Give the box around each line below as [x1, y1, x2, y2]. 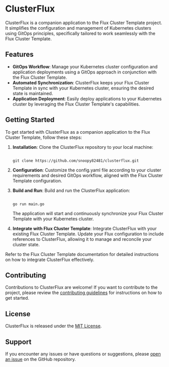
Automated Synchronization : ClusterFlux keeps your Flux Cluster [12, 79, 149, 85]
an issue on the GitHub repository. [5, 356, 76, 362]
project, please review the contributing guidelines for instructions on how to [5, 290, 162, 296]
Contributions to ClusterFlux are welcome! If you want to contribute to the [5, 285, 158, 291]
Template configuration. [12, 177, 62, 183]
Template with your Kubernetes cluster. [12, 216, 94, 222]
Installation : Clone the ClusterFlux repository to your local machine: [12, 144, 153, 150]
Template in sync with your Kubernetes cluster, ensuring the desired [12, 85, 154, 91]
